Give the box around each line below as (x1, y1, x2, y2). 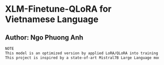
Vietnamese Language (5, 14, 99, 25)
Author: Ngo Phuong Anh (5, 33, 83, 42)
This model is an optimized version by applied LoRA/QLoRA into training (5, 50, 159, 56)
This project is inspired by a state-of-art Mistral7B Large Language (5, 55, 152, 60)
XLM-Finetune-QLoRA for (5, 3, 112, 15)
